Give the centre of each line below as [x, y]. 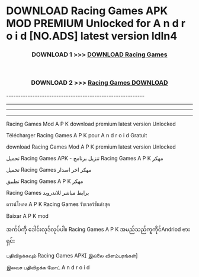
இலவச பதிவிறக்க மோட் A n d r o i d [48, 267]
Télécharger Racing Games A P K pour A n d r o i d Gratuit [77, 135]
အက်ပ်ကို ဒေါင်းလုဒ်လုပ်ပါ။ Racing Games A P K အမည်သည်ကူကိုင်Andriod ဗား [98, 229]
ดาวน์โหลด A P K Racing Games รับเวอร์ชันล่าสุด [58, 204]
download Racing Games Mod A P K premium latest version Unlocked [91, 147]
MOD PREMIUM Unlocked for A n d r [96, 23]
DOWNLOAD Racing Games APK [87, 11]
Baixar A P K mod [28, 216]
